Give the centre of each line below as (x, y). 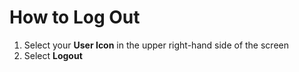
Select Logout (53, 55)
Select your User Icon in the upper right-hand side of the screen (156, 45)
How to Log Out (75, 17)
